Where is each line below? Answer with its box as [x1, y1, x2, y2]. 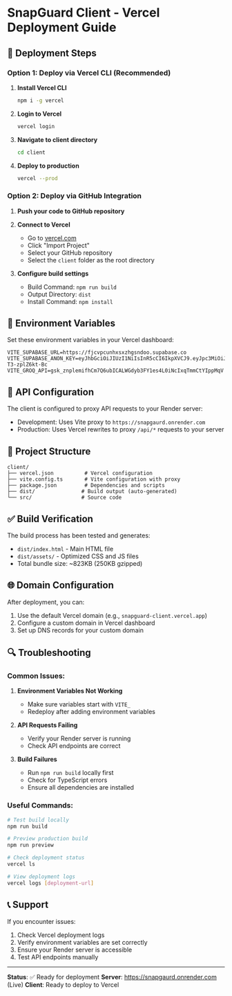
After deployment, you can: [7, 598, 85, 606]
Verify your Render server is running [27, 734, 131, 742]
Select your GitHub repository [27, 248, 113, 257]
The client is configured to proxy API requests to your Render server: [7, 404, 203, 413]
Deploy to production [17, 161, 79, 170]
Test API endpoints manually [17, 952, 99, 961]
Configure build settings [17, 269, 89, 278]
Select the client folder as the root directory [27, 256, 155, 264]
